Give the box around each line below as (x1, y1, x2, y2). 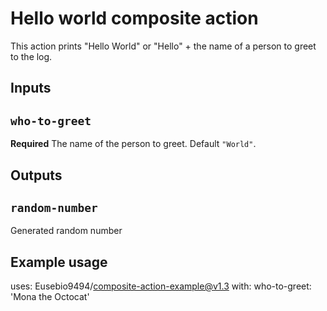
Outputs (10, 167, 63, 184)
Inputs (10, 80, 52, 97)
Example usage (10, 253, 108, 271)
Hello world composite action (10, 7, 259, 30)
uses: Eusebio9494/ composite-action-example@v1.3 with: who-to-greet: (10, 280, 312, 292)
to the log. (10, 50, 53, 62)
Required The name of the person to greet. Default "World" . (10, 138, 257, 150)
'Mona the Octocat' (10, 291, 90, 303)
